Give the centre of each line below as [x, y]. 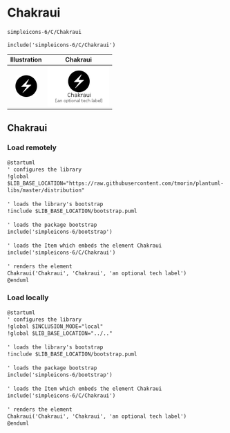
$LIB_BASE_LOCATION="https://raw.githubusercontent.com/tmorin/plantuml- [116, 183]
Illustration [26, 59]
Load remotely [32, 147]
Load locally [28, 297]
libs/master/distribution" [46, 190]
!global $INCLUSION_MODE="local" [55, 326]
